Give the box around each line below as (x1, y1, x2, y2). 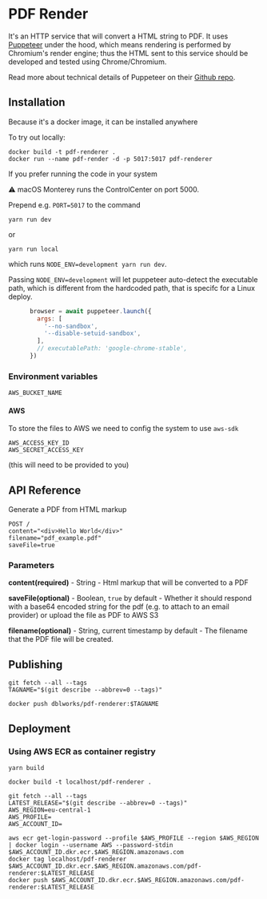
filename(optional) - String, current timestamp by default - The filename (8, 626, 248, 635)
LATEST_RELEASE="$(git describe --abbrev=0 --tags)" (8, 799, 188, 807)
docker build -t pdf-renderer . (8, 147, 116, 156)
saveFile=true (8, 542, 56, 550)
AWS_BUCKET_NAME (8, 389, 62, 397)
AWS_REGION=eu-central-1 (8, 806, 91, 814)
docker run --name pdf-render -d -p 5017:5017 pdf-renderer (8, 155, 213, 163)
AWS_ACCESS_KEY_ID (8, 439, 70, 447)
